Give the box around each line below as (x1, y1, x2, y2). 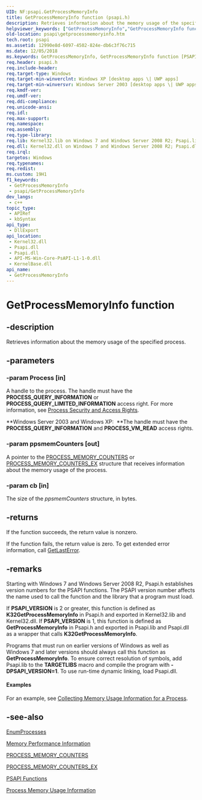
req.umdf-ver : (6, 93, 42, 99)
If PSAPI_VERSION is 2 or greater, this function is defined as (6, 604, 156, 612)
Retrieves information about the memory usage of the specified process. (6, 338, 186, 345)
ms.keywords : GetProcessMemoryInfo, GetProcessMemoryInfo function (6, 54, 179, 60)
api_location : (6, 233, 42, 239)
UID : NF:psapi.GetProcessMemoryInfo (6, 8, 98, 15)
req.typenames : (6, 160, 44, 166)
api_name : (6, 266, 31, 273)
